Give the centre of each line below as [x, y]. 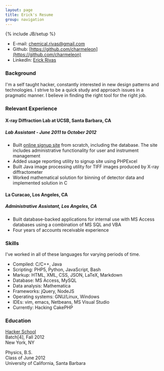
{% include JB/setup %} [30, 34]
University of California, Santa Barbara [45, 363]
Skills [12, 243]
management [26, 156]
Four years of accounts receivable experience [61, 230]
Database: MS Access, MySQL [45, 280]
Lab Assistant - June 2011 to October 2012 [51, 132]
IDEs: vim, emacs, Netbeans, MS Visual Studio [61, 302]
